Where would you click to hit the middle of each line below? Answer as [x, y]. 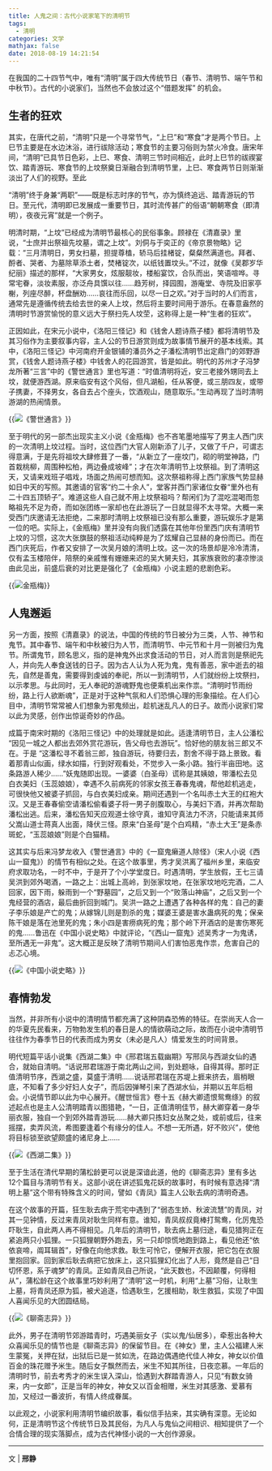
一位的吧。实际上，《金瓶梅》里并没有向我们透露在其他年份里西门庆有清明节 [134, 527]
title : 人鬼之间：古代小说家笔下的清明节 [70, 16]
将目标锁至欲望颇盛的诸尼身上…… [64, 1138]
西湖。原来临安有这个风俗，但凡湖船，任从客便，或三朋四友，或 [150, 381]
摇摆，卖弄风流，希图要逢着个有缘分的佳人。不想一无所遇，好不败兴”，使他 [134, 1128]
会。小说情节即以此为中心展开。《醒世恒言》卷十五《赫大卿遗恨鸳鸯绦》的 [131, 1097]
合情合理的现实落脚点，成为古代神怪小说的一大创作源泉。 [104, 1434]
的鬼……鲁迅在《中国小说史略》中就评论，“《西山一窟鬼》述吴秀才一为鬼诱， [135, 932]
